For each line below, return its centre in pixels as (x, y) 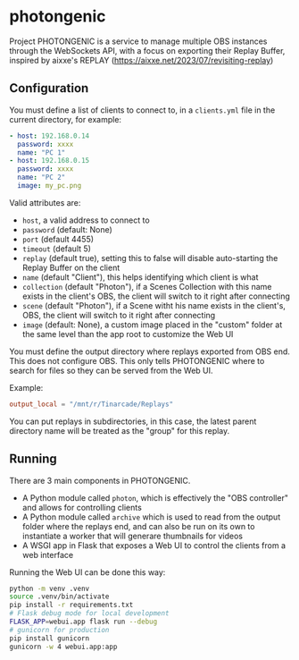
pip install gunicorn (50, 638)
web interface (48, 554)
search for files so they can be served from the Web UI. (111, 370)
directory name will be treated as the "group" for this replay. (120, 430)
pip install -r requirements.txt (71, 605)
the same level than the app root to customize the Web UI (128, 334)
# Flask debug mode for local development (89, 613)
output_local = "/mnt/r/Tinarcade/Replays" (91, 404)
